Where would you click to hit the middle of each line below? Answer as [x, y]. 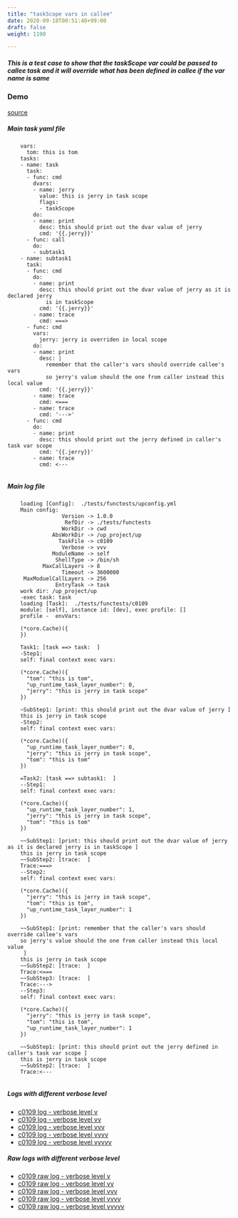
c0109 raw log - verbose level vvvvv [71, 1207]
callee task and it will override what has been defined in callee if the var [116, 70]
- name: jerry [54, 190]
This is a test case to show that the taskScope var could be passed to [113, 63]
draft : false [27, 27]
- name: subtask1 [46, 258]
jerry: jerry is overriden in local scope [103, 340]
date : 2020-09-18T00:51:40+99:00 [57, 21]
